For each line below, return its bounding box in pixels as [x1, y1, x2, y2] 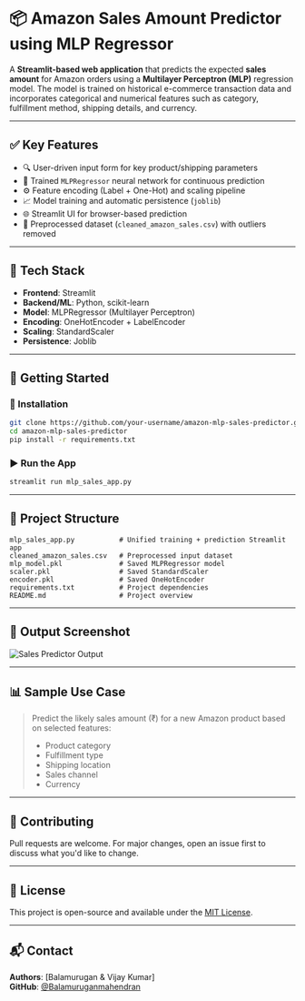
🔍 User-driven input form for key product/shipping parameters [22, 162, 259, 173]
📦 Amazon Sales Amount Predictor [9, 8, 282, 29]
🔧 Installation [9, 398, 69, 410]
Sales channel [44, 769, 98, 780]
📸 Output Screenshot [9, 624, 131, 640]
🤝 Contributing [9, 814, 94, 829]
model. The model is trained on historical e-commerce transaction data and [9, 83, 292, 94]
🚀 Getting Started [9, 370, 110, 386]
